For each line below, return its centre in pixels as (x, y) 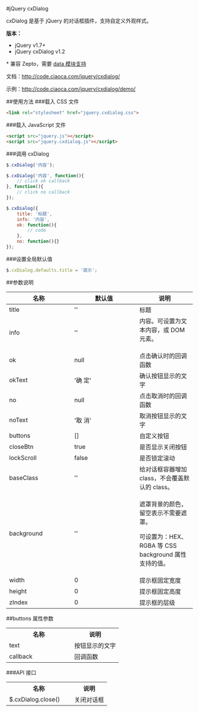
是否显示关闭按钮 (163, 447)
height (18, 591)
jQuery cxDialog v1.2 (40, 52)
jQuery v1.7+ (30, 45)
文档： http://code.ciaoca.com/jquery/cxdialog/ (63, 76)
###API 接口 (21, 672)
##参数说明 (20, 282)
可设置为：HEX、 (163, 537)
